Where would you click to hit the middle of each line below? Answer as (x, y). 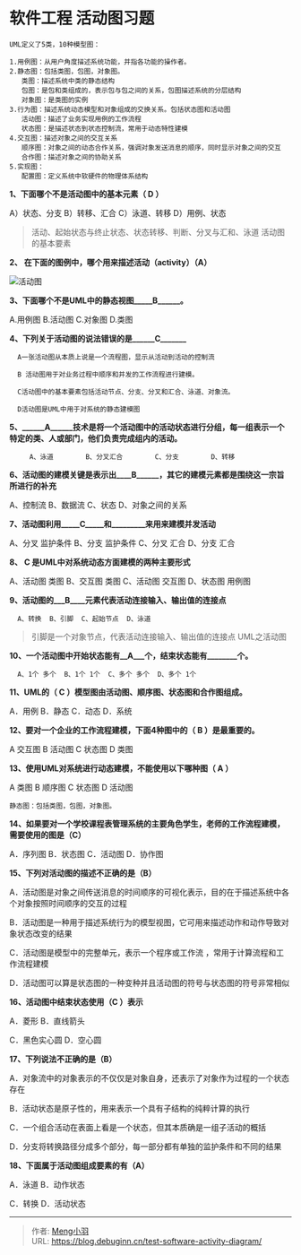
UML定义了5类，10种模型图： (55, 44)
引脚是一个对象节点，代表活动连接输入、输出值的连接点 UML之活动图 (159, 636)
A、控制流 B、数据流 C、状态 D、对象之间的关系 (98, 505)
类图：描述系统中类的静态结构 (68, 81)
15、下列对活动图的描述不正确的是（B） (83, 873)
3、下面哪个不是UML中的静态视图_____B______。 (99, 300)
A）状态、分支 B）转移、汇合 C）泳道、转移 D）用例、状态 (118, 212)
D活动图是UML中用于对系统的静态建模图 (79, 409)
